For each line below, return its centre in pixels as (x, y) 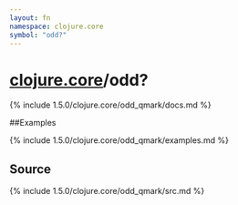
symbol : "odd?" (38, 35)
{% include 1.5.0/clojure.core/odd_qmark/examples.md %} (119, 140)
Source (31, 169)
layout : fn (30, 18)
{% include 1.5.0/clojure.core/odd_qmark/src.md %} (107, 191)
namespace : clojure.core (57, 26)
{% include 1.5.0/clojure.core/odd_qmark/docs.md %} (110, 105)
